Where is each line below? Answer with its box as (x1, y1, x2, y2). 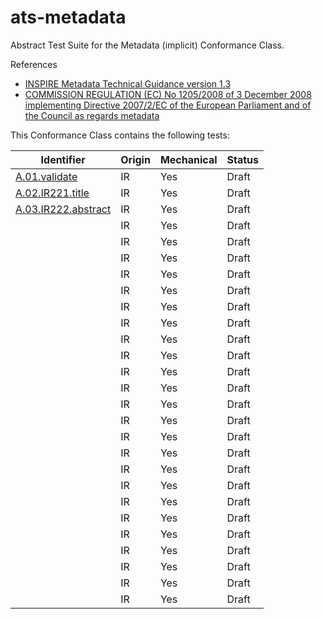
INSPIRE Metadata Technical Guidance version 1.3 (24, 77, 232, 90)
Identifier (40, 152, 86, 166)
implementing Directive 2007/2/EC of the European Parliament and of (24, 99, 312, 111)
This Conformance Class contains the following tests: (10, 129, 230, 141)
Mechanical (159, 152, 218, 166)
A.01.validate (15, 169, 78, 183)
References (10, 58, 58, 70)
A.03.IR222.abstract (15, 202, 112, 216)
